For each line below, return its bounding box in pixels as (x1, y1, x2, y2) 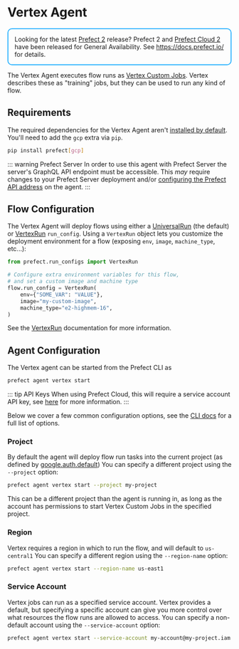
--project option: (7, 468, 59, 477)
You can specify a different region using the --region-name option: (34, 551, 228, 559)
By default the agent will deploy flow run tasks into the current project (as (7, 453, 223, 461)
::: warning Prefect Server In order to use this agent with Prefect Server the (7, 159, 228, 168)
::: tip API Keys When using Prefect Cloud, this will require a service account (7, 390, 230, 399)
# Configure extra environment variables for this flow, (7, 271, 180, 278)
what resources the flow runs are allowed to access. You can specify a (7, 613, 215, 621)
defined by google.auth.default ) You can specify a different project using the (7, 460, 233, 469)
